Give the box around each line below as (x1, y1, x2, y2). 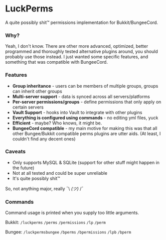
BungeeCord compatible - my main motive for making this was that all (12, 125, 158, 131)
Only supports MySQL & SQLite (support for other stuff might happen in (12, 159, 160, 165)
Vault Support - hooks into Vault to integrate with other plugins (12, 109, 143, 115)
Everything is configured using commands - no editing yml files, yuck (12, 115, 159, 120)
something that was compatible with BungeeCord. (5, 59, 108, 65)
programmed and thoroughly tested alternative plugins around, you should (5, 48, 158, 55)
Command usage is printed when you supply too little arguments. (5, 210, 139, 216)
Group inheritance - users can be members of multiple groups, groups (12, 83, 159, 89)
